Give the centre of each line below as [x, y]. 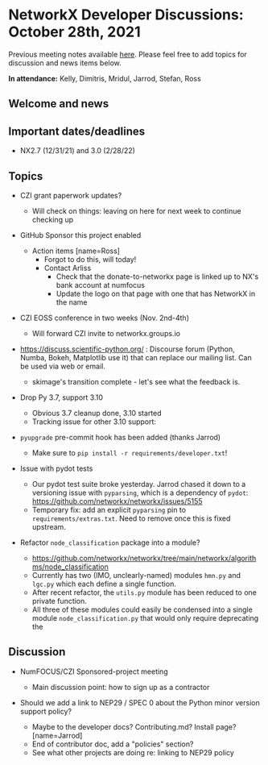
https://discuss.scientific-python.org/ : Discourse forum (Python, [127, 349]
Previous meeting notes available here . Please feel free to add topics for [128, 54]
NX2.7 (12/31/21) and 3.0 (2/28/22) [77, 151]
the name [72, 302]
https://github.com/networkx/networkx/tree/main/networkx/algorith [144, 558]
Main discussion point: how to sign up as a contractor [121, 687]
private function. [59, 601]
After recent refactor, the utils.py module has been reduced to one [144, 592]
